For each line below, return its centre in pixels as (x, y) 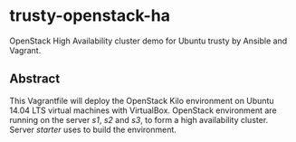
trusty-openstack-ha (90, 16)
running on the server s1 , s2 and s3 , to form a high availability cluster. (139, 119)
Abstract (35, 79)
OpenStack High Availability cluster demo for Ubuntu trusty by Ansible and (148, 41)
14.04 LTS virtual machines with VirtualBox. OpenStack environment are (143, 110)
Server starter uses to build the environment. (93, 129)
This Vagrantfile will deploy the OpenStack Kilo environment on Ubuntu (142, 100)
